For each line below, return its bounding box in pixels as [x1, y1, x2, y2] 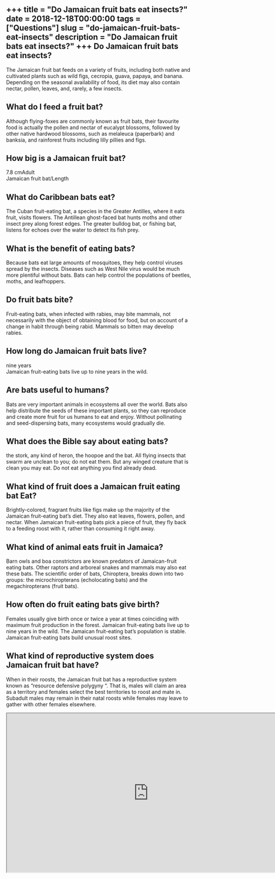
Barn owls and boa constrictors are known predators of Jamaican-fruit [6, 558, 177, 565]
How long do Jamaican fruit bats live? [6, 346, 147, 356]
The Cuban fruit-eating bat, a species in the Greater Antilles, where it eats [6, 208, 185, 215]
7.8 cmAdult [6, 169, 35, 176]
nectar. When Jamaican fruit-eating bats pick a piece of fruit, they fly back [6, 519, 187, 526]
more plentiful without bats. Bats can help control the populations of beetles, [6, 271, 192, 279]
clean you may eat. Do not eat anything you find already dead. [6, 464, 157, 472]
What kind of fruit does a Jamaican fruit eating [6, 481, 180, 491]
